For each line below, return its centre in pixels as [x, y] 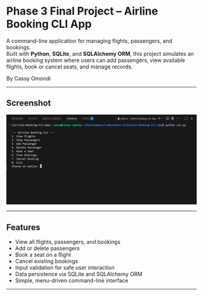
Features [23, 227]
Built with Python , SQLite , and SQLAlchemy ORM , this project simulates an [100, 53]
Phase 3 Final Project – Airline [82, 11]
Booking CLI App [49, 24]
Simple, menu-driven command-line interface [72, 281]
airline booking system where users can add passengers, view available [96, 60]
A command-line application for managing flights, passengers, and [89, 41]
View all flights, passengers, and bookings [68, 242]
